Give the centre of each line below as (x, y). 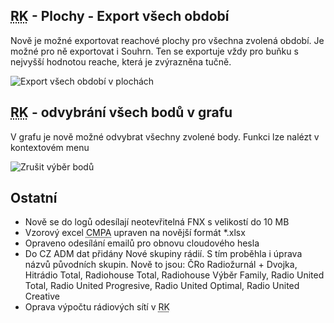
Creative (42, 296)
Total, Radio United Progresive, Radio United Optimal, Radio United (162, 286)
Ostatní (34, 198)
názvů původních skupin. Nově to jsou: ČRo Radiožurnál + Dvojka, (161, 265)
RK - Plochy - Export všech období (120, 16)
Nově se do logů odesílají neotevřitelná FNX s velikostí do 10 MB (157, 222)
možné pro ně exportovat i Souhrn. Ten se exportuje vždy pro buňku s (154, 51)
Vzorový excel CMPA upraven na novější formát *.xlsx (135, 233)
